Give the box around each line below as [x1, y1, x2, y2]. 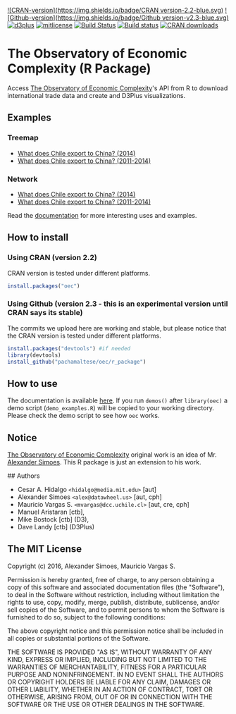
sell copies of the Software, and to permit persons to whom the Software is [7, 605, 225, 614]
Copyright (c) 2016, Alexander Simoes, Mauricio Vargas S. [7, 562, 176, 570]
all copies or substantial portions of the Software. [7, 634, 150, 642]
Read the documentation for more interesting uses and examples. [7, 211, 197, 219]
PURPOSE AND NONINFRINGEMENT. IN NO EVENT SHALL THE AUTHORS [7, 670, 224, 679]
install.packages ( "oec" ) [7, 282, 80, 290]
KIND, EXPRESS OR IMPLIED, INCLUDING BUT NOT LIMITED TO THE [7, 655, 207, 663]
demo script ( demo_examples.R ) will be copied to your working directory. [7, 404, 215, 412]
